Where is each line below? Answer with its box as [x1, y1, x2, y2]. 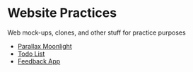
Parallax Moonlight [17, 42, 72, 50]
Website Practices [7, 5, 117, 21]
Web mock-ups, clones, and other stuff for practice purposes [7, 28, 186, 37]
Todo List [17, 49, 45, 58]
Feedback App [17, 56, 61, 65]
